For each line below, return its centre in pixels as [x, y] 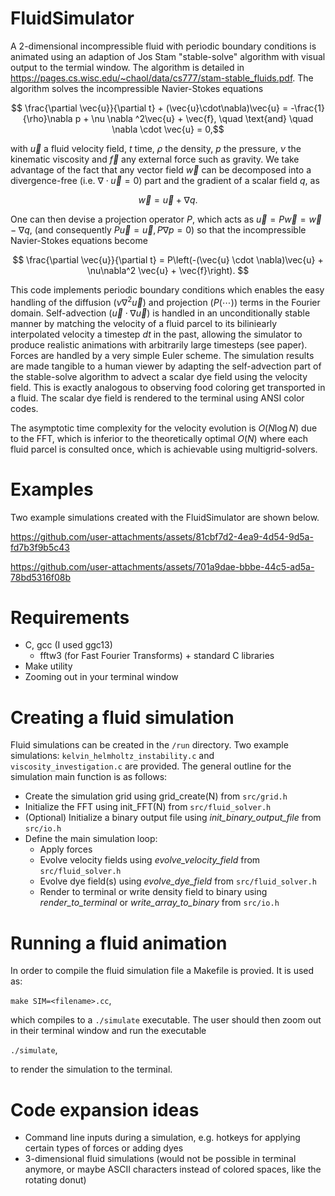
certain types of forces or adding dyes [104, 1148]
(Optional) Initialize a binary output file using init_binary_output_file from [173, 818]
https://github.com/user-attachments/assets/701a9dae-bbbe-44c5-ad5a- [162, 566]
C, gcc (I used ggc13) [68, 645]
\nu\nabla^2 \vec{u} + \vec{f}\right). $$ [168, 270]
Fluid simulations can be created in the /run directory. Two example [149, 745]
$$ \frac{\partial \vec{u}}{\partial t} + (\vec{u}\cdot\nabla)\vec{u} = [150, 108]
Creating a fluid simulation [122, 717]
